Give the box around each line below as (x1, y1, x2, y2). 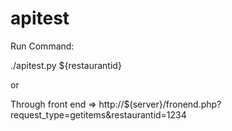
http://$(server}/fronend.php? (98, 98, 222, 110)
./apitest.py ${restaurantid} (10, 59, 122, 71)
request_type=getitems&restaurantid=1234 (10, 108, 187, 121)
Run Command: (10, 40, 75, 52)
